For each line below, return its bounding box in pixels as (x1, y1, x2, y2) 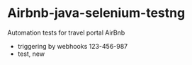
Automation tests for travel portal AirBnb (7, 28, 125, 37)
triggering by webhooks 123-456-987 (17, 42, 128, 50)
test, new (17, 49, 45, 58)
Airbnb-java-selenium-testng (7, 5, 186, 21)
